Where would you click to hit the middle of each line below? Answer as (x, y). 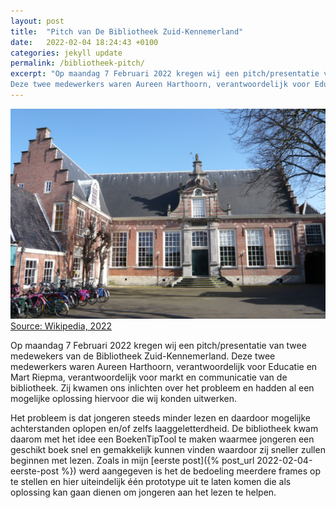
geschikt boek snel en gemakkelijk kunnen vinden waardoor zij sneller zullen (168, 449)
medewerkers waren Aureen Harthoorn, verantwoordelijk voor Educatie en (164, 366)
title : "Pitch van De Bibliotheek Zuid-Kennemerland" (127, 31)
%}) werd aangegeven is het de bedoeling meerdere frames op (191, 471)
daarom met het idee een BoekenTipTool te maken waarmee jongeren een (162, 439)
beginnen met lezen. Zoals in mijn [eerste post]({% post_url (132, 460)
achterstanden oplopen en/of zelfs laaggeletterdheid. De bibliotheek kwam (164, 428)
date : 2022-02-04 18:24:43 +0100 (84, 42)
